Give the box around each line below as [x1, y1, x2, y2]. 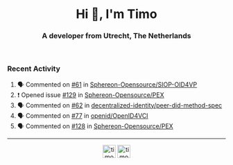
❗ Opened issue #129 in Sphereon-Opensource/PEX [17, 90, 164, 99]
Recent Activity [7, 64, 61, 73]
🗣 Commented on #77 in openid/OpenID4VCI [17, 111, 148, 120]
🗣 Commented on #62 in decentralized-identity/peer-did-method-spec [17, 101, 223, 110]
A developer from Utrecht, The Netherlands [42, 31, 191, 41]
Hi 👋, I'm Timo [76, 6, 157, 22]
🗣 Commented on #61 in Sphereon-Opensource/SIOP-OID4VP [17, 80, 198, 89]
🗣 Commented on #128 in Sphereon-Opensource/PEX [17, 121, 173, 130]
